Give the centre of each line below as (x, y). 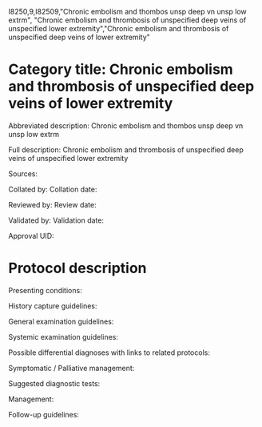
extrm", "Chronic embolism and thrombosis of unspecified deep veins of (127, 20)
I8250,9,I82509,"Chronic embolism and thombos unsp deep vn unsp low (127, 12)
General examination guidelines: (61, 321)
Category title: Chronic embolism (121, 69)
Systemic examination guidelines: (63, 336)
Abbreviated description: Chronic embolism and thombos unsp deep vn (126, 125)
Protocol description (77, 268)
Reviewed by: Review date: (53, 204)
